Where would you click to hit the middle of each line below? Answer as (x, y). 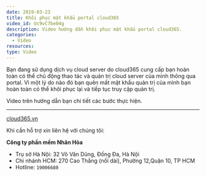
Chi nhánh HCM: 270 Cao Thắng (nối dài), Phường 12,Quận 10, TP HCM (105, 161)
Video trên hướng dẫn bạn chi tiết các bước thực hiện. (74, 101)
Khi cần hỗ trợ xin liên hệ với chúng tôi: (55, 130)
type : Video (21, 52)
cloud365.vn (22, 118)
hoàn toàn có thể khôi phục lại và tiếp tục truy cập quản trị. (81, 89)
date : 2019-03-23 (29, 12)
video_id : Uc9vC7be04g (35, 23)
